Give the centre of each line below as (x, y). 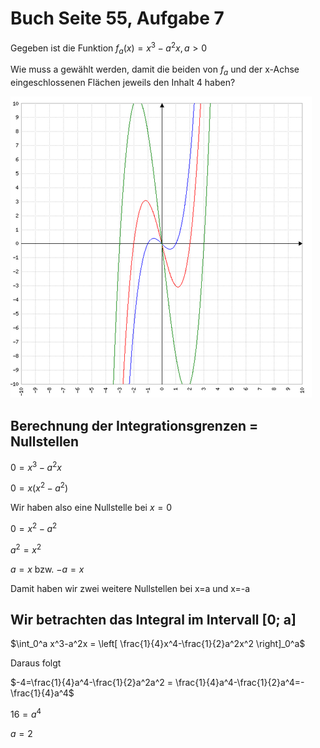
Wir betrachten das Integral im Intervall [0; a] (153, 620)
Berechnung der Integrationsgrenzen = (134, 425)
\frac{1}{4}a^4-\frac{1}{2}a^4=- (239, 683)
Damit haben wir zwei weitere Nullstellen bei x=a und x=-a (130, 588)
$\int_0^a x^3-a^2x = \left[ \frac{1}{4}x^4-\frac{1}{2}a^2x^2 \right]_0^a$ (158, 644)
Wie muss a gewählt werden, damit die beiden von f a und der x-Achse (155, 70)
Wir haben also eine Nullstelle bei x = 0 (91, 508)
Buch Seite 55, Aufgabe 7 (117, 18)
